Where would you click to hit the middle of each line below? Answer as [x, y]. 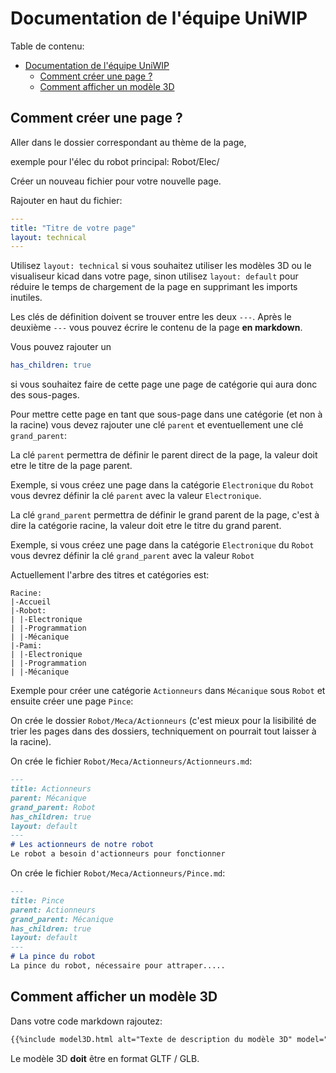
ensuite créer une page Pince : [72, 701]
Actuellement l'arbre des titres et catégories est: [110, 575]
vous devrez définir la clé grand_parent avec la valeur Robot [132, 556]
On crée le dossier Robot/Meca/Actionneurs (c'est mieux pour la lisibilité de [163, 721]
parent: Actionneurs [53, 910]
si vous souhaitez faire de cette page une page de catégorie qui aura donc [164, 384]
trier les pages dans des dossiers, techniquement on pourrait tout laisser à [163, 731]
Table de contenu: [47, 46]
